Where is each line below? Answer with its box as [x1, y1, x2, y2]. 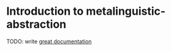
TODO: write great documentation [6, 37, 92, 45]
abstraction [6, 17, 67, 31]
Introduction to [6, 4, 84, 18]
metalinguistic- [85, 4, 166, 18]
